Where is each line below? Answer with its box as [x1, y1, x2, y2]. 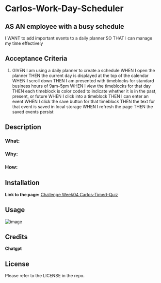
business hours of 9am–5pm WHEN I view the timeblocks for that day [12, 83, 151, 89]
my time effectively [5, 40, 43, 46]
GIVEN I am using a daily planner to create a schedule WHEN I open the [12, 67, 155, 73]
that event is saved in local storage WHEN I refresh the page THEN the [12, 103, 153, 110]
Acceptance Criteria [5, 55, 67, 63]
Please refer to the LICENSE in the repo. [5, 273, 85, 279]
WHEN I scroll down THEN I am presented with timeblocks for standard [12, 77, 154, 83]
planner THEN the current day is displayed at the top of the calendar [12, 73, 149, 78]
